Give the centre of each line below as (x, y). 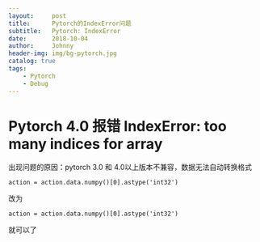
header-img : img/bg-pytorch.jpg (63, 53)
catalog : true (32, 62)
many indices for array (86, 144)
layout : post (38, 16)
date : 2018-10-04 (48, 38)
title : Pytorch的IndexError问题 (70, 23)
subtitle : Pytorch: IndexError (65, 31)
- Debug (36, 83)
